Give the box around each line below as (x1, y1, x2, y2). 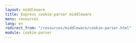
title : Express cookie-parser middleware (5, 12, 92, 17)
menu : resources (5, 16, 39, 21)
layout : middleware (5, 7, 45, 12)
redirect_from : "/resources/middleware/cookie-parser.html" (5, 26, 132, 31)
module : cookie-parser (5, 30, 52, 35)
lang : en (5, 21, 23, 26)
